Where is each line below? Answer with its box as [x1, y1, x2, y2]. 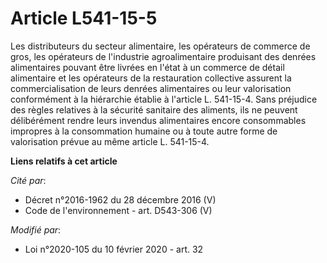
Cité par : [10, 174, 47, 186]
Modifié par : [10, 223, 62, 236]
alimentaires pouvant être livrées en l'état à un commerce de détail [10, 61, 285, 73]
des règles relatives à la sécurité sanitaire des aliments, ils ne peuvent [10, 103, 298, 116]
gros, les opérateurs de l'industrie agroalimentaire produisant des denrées [10, 50, 317, 62]
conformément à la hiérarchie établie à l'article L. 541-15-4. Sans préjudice [10, 93, 318, 105]
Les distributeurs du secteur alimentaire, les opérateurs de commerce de [10, 40, 311, 52]
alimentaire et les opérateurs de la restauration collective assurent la [10, 72, 292, 84]
